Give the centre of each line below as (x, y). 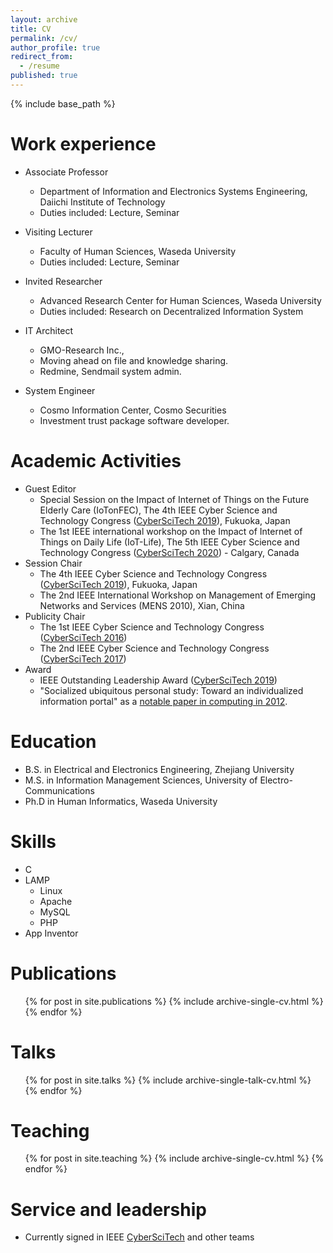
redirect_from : (42, 57)
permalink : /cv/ (44, 38)
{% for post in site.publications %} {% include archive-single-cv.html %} (174, 1001)
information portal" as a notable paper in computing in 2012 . (163, 701)
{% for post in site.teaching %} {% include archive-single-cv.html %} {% (174, 1158)
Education (53, 741)
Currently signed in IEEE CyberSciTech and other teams (139, 1237)
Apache (56, 901)
